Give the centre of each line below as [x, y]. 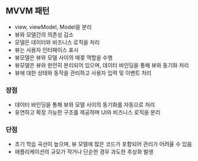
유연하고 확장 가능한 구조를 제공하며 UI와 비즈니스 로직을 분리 [87, 113]
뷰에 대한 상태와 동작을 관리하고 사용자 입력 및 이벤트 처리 [83, 73]
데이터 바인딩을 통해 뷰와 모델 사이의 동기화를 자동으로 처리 [85, 105]
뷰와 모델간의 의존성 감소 [44, 34]
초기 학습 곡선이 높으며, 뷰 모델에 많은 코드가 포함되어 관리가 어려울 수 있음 [103, 144]
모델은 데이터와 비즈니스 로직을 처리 [57, 42]
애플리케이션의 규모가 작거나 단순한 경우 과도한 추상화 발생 [84, 152]
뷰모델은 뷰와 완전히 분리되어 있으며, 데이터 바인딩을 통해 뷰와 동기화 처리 [102, 65]
